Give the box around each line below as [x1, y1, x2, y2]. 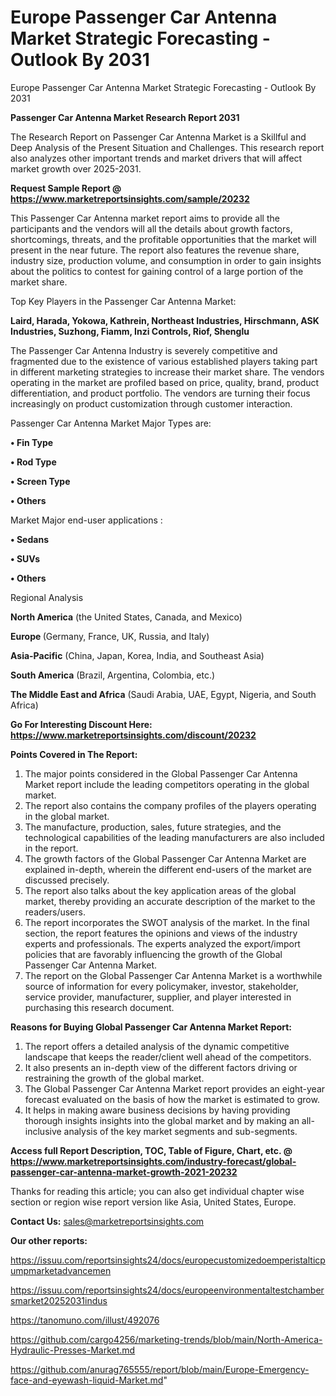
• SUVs [10, 552, 41, 565]
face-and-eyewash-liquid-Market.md [10, 1374, 164, 1386]
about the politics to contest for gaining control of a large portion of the [10, 265, 304, 277]
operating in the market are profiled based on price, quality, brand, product [10, 376, 320, 388]
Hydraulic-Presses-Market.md [10, 1344, 136, 1356]
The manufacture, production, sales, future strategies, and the [24, 821, 282, 833]
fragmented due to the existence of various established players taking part [10, 355, 318, 367]
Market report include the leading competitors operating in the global [24, 778, 310, 790]
